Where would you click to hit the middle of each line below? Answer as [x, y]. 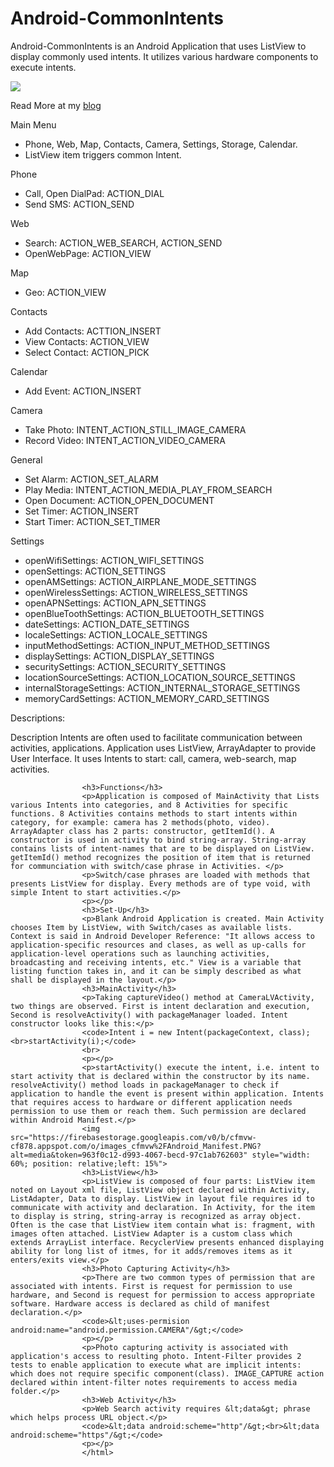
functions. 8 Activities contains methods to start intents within [154, 813]
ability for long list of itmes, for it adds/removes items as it [151, 1251]
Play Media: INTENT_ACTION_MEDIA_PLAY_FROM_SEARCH [148, 489]
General [26, 459]
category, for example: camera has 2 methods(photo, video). [140, 822]
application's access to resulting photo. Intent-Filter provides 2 [156, 1356]
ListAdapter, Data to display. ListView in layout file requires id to [162, 1198]
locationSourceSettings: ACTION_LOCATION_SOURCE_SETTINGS [160, 677]
